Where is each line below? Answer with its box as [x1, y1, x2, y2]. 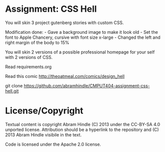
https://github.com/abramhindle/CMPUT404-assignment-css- [24, 82, 150, 89]
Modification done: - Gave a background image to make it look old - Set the [5, 29, 159, 35]
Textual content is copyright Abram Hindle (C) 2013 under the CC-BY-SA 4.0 [5, 121, 160, 127]
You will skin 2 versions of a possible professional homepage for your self [5, 49, 155, 55]
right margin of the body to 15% [5, 39, 69, 45]
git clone [5, 82, 23, 89]
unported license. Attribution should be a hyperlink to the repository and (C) [5, 127, 159, 132]
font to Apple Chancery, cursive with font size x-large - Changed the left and [5, 34, 161, 40]
